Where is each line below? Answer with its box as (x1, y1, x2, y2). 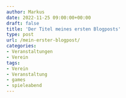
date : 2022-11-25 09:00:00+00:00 (6, 15, 91, 21)
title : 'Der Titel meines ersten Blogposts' (6, 26, 121, 32)
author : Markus (6, 9, 45, 15)
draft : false (6, 20, 40, 26)
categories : (6, 43, 37, 49)
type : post (6, 32, 34, 38)
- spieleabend (6, 83, 43, 89)
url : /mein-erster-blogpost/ (6, 37, 80, 43)
